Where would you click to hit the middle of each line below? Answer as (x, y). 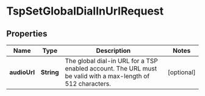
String (50, 72)
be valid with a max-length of (107, 76)
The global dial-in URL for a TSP (111, 61)
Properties (27, 34)
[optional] (182, 72)
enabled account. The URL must (111, 68)
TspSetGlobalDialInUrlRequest (85, 11)
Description (113, 51)
